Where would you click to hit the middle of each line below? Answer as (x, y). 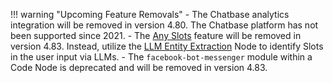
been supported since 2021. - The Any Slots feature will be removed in (156, 35)
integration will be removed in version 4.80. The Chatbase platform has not (164, 25)
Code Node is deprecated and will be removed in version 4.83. (139, 67)
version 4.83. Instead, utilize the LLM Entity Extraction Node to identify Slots (167, 46)
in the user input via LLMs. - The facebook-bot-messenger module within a (161, 57)
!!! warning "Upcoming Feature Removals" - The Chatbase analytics (150, 14)
